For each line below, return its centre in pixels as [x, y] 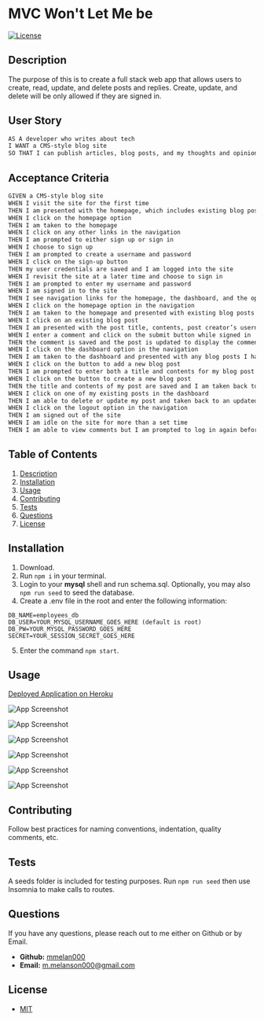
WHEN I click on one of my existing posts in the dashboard [109, 393]
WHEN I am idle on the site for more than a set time [98, 423]
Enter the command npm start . [69, 651]
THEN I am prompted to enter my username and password [100, 284]
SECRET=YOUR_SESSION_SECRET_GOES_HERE [71, 636]
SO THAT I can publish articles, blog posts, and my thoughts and [119, 153]
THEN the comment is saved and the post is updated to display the [121, 342]
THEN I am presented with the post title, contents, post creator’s [123, 327]
